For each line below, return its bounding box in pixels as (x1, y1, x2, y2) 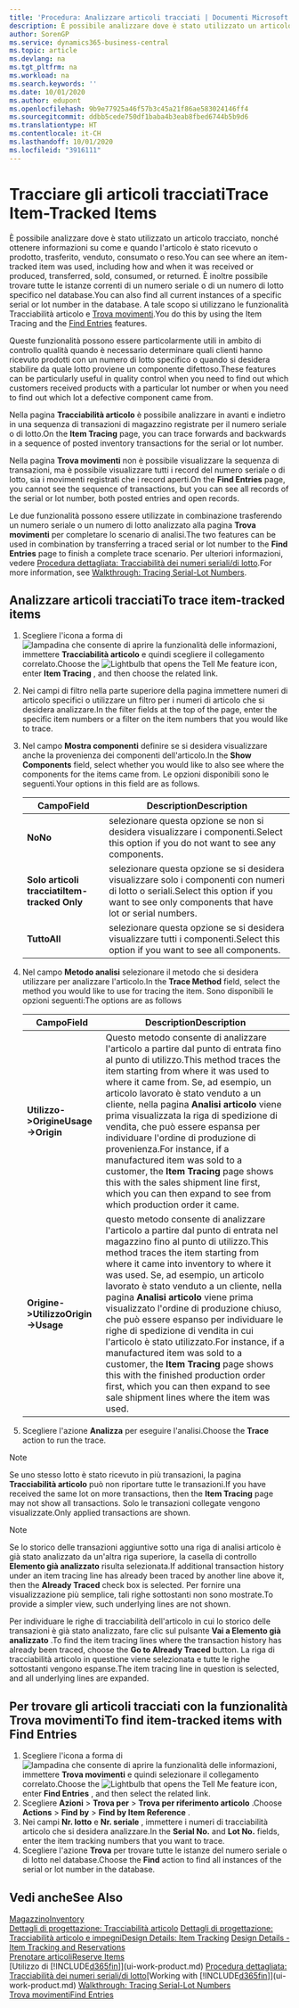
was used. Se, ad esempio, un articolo (105, 1269, 264, 1281)
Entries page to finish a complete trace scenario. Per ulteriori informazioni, (9, 547, 283, 558)
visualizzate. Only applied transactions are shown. (9, 1508, 191, 1518)
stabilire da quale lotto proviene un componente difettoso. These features (9, 363, 277, 374)
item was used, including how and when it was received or (38, 260, 254, 272)
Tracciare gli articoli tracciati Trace (9, 184, 269, 204)
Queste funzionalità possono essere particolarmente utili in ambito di (9, 335, 262, 346)
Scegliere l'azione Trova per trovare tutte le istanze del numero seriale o (21, 1845, 287, 1856)
